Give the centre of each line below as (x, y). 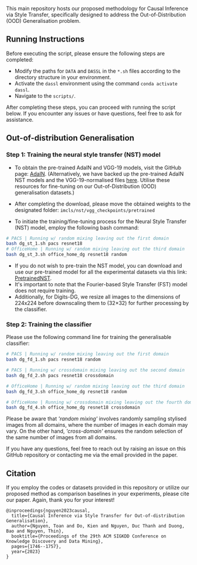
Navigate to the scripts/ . (45, 95)
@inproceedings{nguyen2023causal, (48, 511)
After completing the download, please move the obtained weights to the (102, 204)
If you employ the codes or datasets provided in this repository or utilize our (98, 488)
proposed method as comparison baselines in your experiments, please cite (98, 494)
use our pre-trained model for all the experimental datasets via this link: (101, 272)
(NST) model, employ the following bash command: (77, 227)
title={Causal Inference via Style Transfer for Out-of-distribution (98, 516)
